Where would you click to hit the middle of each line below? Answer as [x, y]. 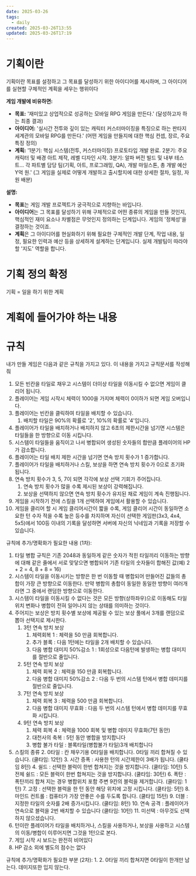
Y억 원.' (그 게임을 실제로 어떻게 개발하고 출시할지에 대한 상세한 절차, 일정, [99, 172]
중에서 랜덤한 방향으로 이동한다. [68, 591]
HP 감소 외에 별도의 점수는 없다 [50, 847]
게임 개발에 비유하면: [30, 101]
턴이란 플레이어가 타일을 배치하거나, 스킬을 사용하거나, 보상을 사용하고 [94, 826]
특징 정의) [26, 143]
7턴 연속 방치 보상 [44, 694]
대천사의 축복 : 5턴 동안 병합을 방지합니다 [79, 738]
